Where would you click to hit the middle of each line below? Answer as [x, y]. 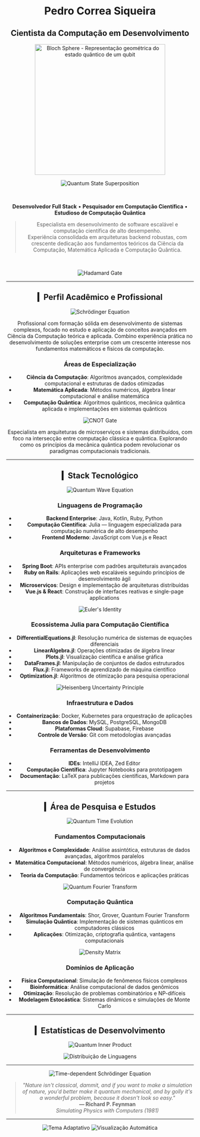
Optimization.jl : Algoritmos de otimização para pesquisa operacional [104, 676]
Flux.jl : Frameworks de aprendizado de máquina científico [104, 669]
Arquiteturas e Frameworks [100, 553]
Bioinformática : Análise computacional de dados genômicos [104, 987]
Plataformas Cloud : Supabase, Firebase [104, 729]
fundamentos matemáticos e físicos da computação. [100, 348]
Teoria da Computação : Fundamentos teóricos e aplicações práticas [104, 875]
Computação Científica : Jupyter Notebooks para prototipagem [104, 770]
